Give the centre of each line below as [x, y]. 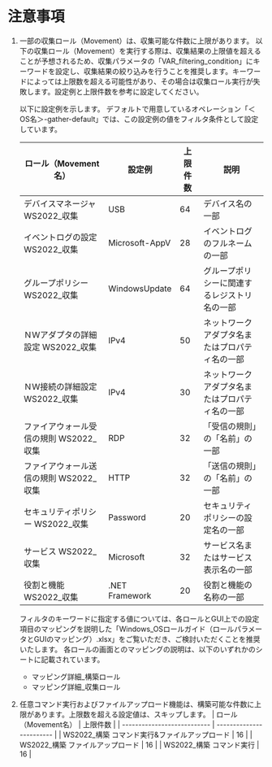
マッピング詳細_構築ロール [76, 677]
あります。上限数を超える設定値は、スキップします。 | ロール [136, 714]
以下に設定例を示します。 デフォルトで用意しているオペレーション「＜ [137, 109]
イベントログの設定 [60, 237]
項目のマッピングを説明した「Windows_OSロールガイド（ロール [127, 629]
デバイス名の [228, 203]
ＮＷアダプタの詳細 [60, 334]
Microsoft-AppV [140, 242]
